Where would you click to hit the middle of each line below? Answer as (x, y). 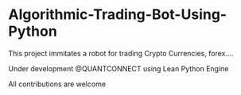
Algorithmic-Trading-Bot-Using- (118, 15)
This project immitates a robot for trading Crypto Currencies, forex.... (121, 53)
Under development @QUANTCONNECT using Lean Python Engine (119, 68)
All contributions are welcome (57, 84)
